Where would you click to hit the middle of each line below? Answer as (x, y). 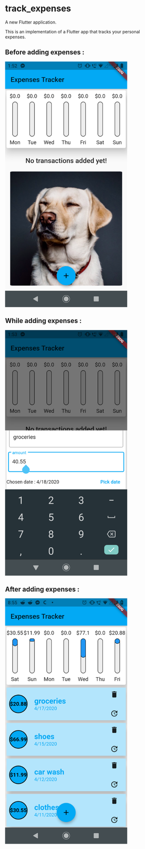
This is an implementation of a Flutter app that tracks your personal (72, 31)
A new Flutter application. (31, 22)
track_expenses (38, 9)
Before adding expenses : (45, 52)
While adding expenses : (43, 321)
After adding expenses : (42, 589)
